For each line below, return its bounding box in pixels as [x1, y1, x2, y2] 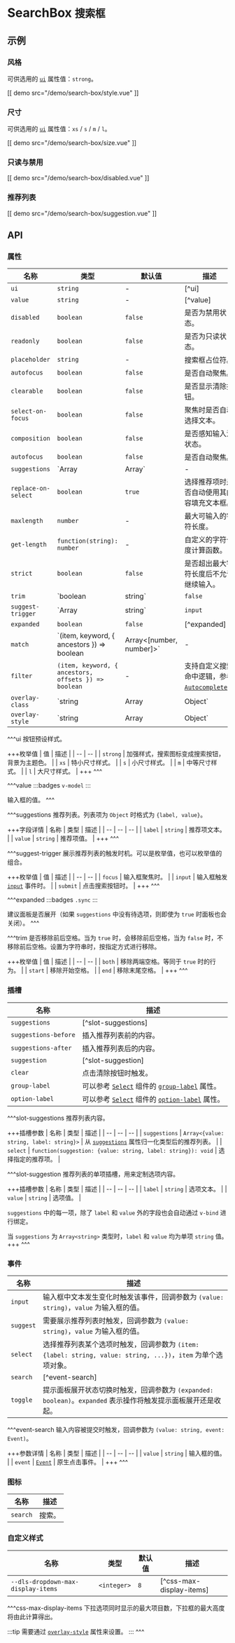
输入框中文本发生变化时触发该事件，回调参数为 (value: [43, 1292, 224, 1302]
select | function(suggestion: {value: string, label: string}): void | [7, 1146, 218, 1154]
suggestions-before [10, 1031, 76, 1039]
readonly [10, 337, 40, 345]
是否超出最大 [184, 559, 227, 569]
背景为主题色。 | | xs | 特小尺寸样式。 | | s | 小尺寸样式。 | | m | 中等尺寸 [7, 759, 211, 767]
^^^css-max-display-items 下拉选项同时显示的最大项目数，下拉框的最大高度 [7, 1604, 225, 1612]
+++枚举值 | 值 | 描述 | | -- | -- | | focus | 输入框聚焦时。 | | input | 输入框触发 [7, 873, 228, 881]
